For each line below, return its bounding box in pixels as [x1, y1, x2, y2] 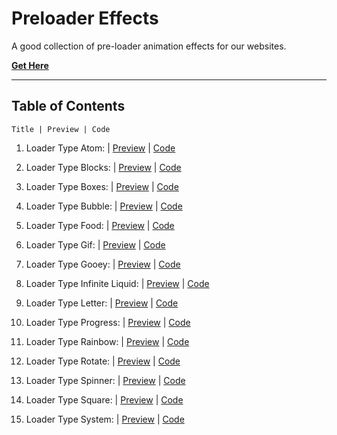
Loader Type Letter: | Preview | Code [25, 297, 179, 309]
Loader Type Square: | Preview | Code [25, 393, 184, 406]
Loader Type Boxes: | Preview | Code [25, 180, 179, 192]
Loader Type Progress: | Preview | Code [25, 316, 191, 328]
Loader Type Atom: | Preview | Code [25, 142, 176, 154]
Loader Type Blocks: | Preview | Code [25, 161, 182, 173]
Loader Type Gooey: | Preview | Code [25, 258, 181, 270]
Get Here [11, 59, 49, 71]
